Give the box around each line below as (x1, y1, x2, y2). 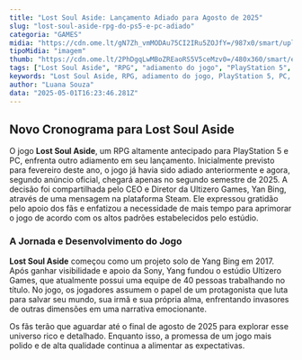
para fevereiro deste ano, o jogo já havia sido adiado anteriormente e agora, (9, 165, 290, 175)
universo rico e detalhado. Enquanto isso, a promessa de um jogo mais (9, 330, 272, 341)
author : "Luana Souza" (9, 80, 94, 89)
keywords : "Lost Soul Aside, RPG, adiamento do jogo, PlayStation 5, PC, (9, 72, 292, 81)
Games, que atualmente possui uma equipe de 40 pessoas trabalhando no (9, 274, 286, 285)
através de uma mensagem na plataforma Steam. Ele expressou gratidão (9, 193, 279, 204)
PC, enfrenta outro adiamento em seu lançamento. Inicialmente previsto (9, 155, 275, 166)
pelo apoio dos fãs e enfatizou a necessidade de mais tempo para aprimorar (9, 203, 292, 214)
